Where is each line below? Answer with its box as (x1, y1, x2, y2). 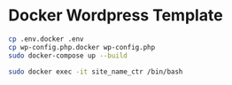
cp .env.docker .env (8, 35, 85, 43)
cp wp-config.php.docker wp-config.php (8, 42, 156, 51)
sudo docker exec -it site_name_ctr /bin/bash (8, 67, 183, 76)
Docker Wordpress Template (8, 5, 223, 26)
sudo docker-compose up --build (8, 50, 128, 60)
